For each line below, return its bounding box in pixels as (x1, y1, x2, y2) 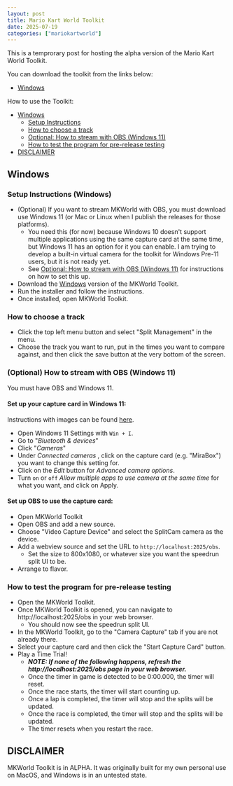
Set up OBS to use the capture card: (7, 497, 113, 505)
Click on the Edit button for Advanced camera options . (17, 466, 175, 474)
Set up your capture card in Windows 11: (7, 400, 127, 408)
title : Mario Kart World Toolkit (7, 17, 105, 24)
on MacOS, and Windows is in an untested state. (7, 771, 147, 780)
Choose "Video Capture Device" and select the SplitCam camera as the (17, 527, 224, 536)
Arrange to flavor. (17, 565, 69, 573)
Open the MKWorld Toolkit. (17, 598, 96, 607)
